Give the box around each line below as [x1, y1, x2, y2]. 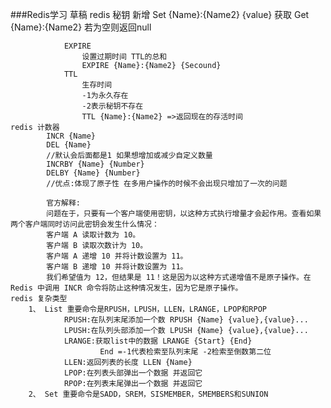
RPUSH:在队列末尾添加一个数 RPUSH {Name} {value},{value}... [63, 315, 309, 325]
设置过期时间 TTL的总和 [81, 52, 168, 62]
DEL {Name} [46, 140, 92, 150]
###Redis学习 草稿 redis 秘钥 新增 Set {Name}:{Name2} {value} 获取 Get [10, 9, 310, 20]
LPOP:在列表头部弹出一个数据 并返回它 [63, 368, 203, 378]
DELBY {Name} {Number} [46, 168, 141, 178]
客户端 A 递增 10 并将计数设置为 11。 [46, 251, 188, 261]
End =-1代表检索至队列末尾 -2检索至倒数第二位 [99, 347, 272, 357]
